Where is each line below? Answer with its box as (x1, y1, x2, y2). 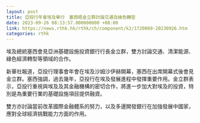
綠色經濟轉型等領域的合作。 (6, 55, 74, 62)
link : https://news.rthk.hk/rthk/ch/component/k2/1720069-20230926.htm (6, 25, 187, 31)
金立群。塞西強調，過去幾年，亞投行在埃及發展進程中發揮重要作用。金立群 (6, 75, 189, 83)
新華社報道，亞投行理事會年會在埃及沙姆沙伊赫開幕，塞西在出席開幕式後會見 (6, 68, 194, 75)
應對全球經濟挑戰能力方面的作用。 (6, 111, 90, 118)
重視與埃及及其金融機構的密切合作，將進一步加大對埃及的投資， (32, 83, 189, 90)
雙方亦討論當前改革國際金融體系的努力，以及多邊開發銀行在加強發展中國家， (6, 103, 194, 110)
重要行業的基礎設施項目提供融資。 (21, 90, 105, 97)
